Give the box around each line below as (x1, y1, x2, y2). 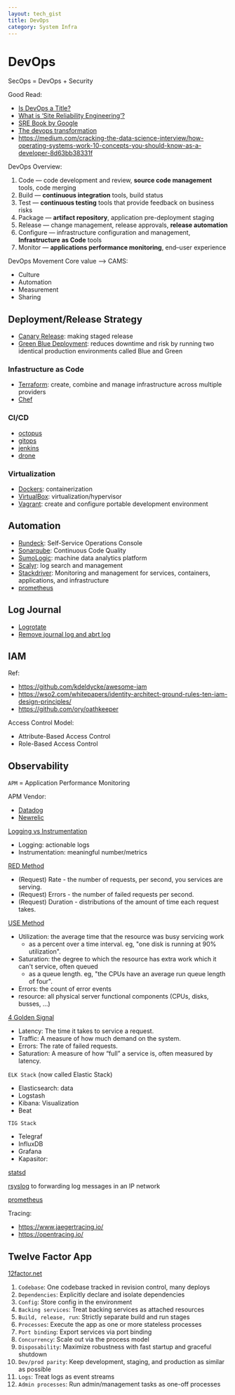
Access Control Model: (8, 718, 74, 727)
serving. (18, 883, 42, 891)
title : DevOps (8, 17, 50, 24)
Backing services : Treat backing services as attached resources (18, 1305, 205, 1314)
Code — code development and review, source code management (18, 176, 213, 185)
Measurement (18, 285, 59, 294)
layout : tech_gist (8, 10, 62, 18)
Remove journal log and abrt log (18, 630, 111, 638)
